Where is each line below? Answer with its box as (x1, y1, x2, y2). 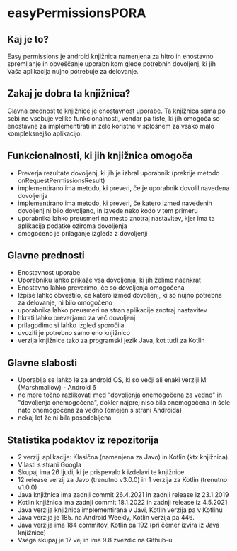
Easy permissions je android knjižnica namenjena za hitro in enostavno (7, 52, 214, 60)
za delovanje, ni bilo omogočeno (17, 298, 113, 307)
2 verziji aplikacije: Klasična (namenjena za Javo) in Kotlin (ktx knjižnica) (17, 453, 229, 462)
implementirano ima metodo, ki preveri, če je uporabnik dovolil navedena (17, 183, 230, 192)
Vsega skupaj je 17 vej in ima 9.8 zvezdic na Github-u (17, 536, 173, 545)
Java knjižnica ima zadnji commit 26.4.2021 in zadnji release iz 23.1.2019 (17, 491, 229, 499)
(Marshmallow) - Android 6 (17, 383, 97, 392)
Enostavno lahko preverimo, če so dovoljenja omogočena (17, 283, 185, 292)
